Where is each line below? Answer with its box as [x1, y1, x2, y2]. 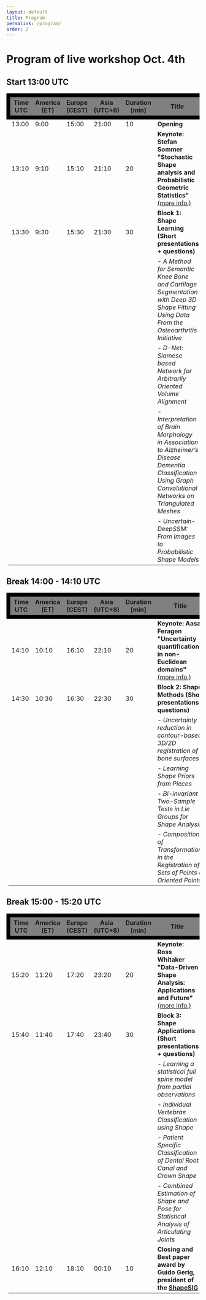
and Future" [157, 993, 193, 1002]
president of [157, 1275, 194, 1284]
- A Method [157, 257, 191, 266]
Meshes [157, 507, 181, 516]
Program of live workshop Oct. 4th [6, 53, 186, 66]
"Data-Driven [157, 963, 199, 971]
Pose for [157, 1204, 182, 1213]
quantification [157, 642, 200, 651]
